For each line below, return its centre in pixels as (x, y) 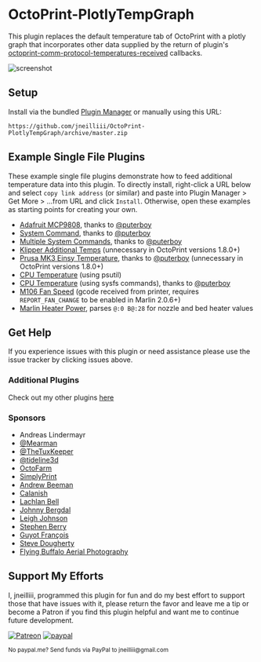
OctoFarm (36, 468)
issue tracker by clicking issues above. (71, 360)
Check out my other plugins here (61, 397)
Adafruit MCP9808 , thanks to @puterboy (85, 225)
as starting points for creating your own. (73, 209)
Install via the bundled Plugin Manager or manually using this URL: (115, 112)
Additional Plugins (44, 380)
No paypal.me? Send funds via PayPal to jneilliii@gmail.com (88, 649)
